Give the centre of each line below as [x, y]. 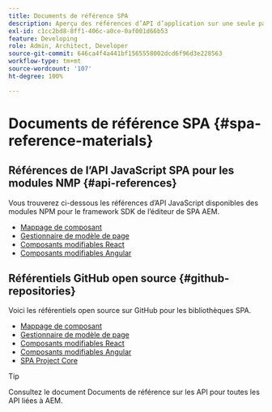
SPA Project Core [49, 361]
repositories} [42, 292]
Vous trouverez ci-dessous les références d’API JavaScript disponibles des [134, 203]
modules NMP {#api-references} [93, 183]
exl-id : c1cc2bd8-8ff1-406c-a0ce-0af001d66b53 [88, 31]
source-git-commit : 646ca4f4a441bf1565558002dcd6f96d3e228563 [115, 54]
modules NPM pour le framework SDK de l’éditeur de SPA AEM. [114, 211]
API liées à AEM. [36, 401]
